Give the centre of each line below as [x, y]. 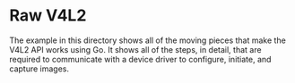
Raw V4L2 [48, 16]
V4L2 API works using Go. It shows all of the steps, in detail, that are [135, 49]
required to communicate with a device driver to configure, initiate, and [140, 59]
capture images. [39, 69]
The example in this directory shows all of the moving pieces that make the [148, 40]
